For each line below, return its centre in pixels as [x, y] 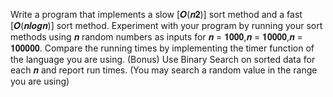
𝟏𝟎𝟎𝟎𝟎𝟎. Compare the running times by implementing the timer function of [162, 48]
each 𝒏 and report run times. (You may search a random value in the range [164, 70]
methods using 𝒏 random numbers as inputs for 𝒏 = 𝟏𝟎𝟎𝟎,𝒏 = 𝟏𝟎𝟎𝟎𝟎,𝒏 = [156, 37]
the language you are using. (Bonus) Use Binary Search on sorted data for [163, 59]
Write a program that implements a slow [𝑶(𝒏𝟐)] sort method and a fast [156, 14]
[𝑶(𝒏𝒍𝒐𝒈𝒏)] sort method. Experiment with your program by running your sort [166, 25]
